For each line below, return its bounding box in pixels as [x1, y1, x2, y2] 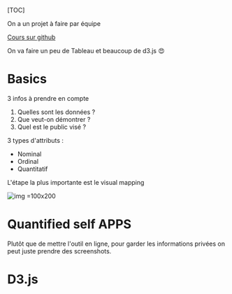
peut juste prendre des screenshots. [7, 246, 112, 255]
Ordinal [17, 157, 39, 165]
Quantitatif [17, 164, 48, 173]
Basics [7, 71, 48, 87]
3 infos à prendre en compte [7, 94, 89, 102]
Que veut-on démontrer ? [17, 115, 91, 123]
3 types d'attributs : [7, 136, 64, 144]
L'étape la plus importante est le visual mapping [7, 178, 145, 186]
